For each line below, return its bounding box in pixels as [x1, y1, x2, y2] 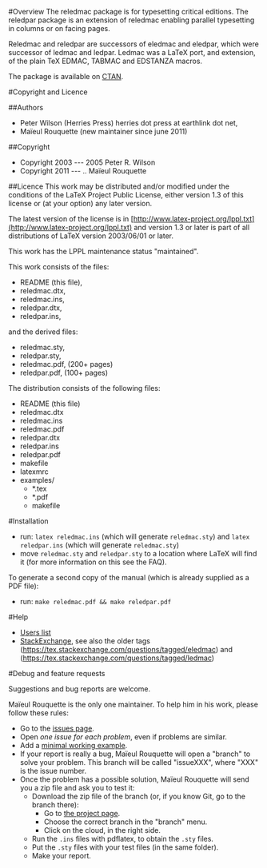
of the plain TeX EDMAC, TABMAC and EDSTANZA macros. [8, 56, 202, 66]
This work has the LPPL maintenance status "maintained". [8, 247, 199, 256]
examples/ [19, 476, 54, 484]
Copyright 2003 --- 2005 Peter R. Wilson [19, 157, 156, 167]
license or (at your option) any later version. [8, 199, 153, 208]
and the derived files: [8, 327, 78, 336]
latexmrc [19, 467, 50, 476]
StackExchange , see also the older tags [19, 636, 150, 646]
